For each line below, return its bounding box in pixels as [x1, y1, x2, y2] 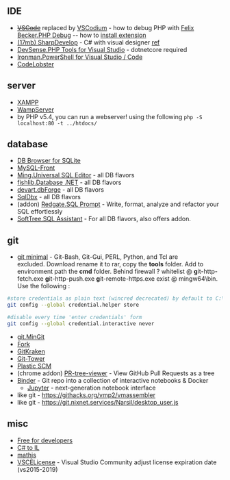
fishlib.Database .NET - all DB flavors [16, 178, 122, 187]
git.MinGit [16, 332, 45, 341]
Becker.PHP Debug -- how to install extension [16, 31, 146, 39]
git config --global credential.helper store [7, 301, 139, 309]
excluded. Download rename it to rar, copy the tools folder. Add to [16, 260, 204, 268]
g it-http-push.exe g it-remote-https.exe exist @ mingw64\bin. [44, 275, 218, 283]
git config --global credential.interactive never [7, 320, 155, 327]
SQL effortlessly [16, 207, 63, 216]
